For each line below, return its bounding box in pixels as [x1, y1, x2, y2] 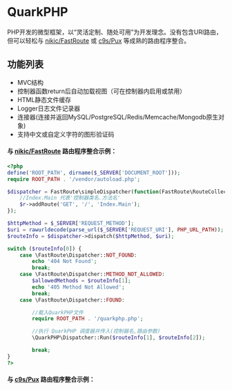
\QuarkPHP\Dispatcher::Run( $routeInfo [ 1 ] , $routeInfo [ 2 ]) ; [32, 334, 206, 342]
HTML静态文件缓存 [17, 95, 71, 104]
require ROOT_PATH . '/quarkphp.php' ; [32, 315, 144, 322]
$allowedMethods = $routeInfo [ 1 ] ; [32, 277, 131, 284]
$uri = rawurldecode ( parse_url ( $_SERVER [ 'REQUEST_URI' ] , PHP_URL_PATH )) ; [7, 226, 224, 233]
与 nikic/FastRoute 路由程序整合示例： [7, 147, 117, 155]
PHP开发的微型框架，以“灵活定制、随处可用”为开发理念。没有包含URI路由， [7, 28, 222, 36]
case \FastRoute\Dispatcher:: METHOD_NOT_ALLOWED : [19, 271, 166, 278]
